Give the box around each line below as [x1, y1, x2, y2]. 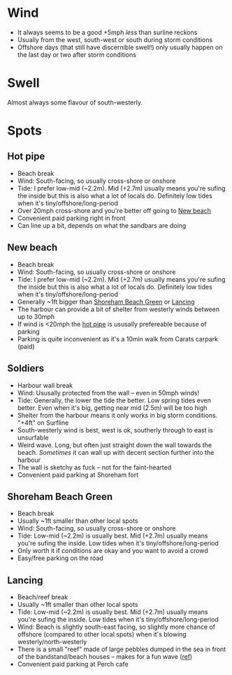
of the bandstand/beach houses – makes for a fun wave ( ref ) [17, 653, 193, 661]
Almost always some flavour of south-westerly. [7, 98, 143, 107]
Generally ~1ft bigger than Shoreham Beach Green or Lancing [17, 297, 195, 306]
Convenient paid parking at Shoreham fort [17, 470, 139, 479]
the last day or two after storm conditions [17, 50, 136, 59]
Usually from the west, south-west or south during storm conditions [17, 35, 213, 43]
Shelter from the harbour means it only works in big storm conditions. [17, 411, 218, 419]
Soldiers [7, 362, 45, 374]
